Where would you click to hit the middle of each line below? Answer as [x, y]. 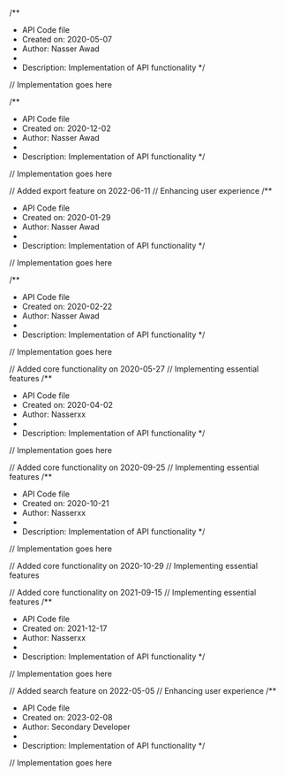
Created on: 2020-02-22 [67, 306]
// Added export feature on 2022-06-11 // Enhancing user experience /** [141, 191]
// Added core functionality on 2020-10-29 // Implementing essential [134, 566]
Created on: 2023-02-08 [67, 717]
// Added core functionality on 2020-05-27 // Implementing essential [134, 369]
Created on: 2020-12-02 [67, 128]
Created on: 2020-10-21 [65, 503]
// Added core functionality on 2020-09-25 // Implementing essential [134, 467]
